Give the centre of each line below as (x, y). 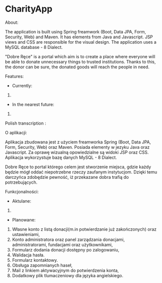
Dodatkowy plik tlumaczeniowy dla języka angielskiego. (68, 275)
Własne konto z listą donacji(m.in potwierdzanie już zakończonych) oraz (84, 229)
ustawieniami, (26, 234)
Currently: (22, 85)
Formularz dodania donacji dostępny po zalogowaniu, (66, 250)
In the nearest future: (33, 104)
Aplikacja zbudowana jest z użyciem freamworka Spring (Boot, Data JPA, (78, 142)
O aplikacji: (16, 132)
